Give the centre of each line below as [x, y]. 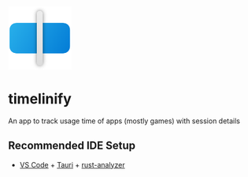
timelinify [40, 99]
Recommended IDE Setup [72, 146]
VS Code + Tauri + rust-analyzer [72, 164]
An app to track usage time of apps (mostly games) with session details [124, 121]
